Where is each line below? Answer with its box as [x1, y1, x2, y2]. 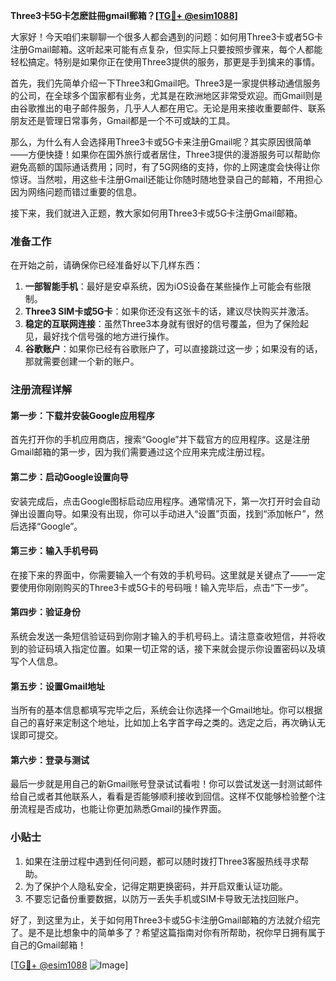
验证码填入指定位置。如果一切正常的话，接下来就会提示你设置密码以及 [27, 643, 317, 655]
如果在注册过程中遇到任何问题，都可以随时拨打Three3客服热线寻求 [24, 855, 301, 867]
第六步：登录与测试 [10, 754, 90, 766]
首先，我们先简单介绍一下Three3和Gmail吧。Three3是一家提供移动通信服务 [10, 77, 322, 89]
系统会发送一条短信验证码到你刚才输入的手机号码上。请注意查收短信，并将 [10, 630, 317, 643]
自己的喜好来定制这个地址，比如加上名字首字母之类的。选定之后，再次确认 [10, 717, 317, 729]
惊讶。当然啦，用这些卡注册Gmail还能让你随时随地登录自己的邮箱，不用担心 [10, 174, 323, 185]
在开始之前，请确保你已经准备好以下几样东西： [10, 259, 203, 271]
